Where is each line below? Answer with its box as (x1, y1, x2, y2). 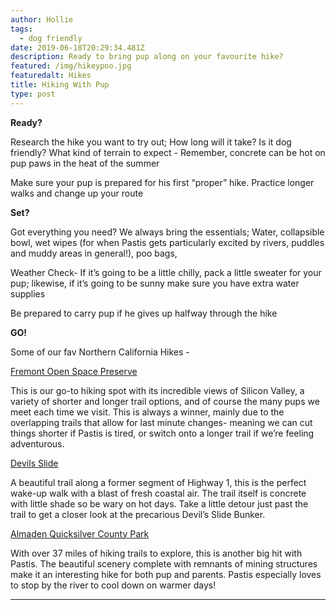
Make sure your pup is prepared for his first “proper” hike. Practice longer (10, 176, 315, 188)
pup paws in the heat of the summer (10, 157, 160, 169)
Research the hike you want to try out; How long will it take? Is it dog (10, 136, 292, 148)
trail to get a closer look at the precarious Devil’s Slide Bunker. (10, 508, 266, 520)
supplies (10, 287, 46, 300)
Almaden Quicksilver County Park (10, 527, 150, 540)
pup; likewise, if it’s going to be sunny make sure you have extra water (10, 277, 300, 289)
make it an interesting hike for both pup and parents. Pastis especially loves (10, 568, 322, 580)
